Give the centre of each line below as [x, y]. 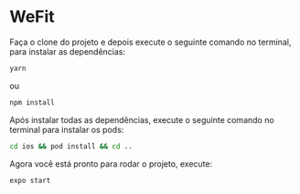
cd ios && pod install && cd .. [71, 146]
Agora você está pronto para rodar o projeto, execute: [111, 163]
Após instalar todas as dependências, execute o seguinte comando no [142, 119]
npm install [32, 102]
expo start [30, 180]
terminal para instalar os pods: [67, 129]
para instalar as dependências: [68, 51]
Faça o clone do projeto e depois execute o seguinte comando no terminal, [150, 42]
